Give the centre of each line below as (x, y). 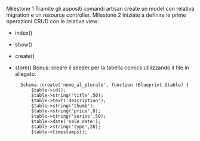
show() (24, 45)
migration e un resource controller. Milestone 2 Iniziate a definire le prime (96, 15)
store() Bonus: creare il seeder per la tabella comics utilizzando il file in (102, 68)
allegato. (25, 74)
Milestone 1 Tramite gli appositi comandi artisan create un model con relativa (100, 9)
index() (24, 33)
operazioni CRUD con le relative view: (53, 21)
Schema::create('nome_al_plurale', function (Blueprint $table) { (105, 85)
